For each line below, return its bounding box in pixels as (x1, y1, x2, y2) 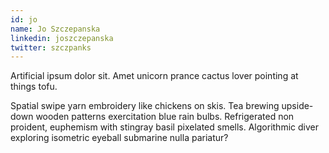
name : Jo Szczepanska (10, 24, 101, 34)
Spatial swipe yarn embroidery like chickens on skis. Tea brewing (10, 100, 280, 112)
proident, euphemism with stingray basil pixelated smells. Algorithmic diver (10, 121, 319, 133)
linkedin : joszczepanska (10, 33, 114, 43)
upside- (281, 100, 314, 112)
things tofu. (10, 81, 58, 93)
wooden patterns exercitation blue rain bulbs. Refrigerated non (35, 111, 295, 123)
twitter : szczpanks (10, 42, 92, 53)
